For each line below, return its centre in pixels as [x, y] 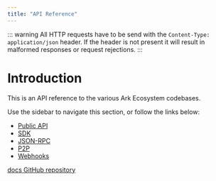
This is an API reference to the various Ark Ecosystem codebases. [104, 98]
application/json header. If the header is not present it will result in [106, 42]
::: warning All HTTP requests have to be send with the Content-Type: [109, 34]
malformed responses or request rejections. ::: [75, 49]
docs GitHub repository [42, 170]
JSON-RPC [34, 140]
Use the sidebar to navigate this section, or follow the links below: [104, 112]
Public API [33, 125]
